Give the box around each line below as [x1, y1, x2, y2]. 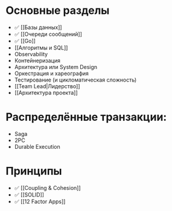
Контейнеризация [14, 57, 61, 64]
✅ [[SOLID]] [14, 191, 45, 198]
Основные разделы [5, 4, 110, 18]
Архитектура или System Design [14, 63, 98, 70]
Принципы [5, 164, 62, 178]
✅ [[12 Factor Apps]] [14, 198, 66, 205]
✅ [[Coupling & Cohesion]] [14, 184, 81, 191]
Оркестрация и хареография [14, 70, 89, 77]
